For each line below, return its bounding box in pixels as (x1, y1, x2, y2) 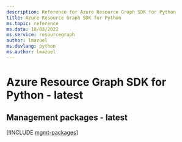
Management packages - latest (6, 113, 128, 123)
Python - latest (6, 88, 84, 102)
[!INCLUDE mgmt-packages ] (6, 129, 78, 136)
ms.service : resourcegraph (6, 32, 75, 38)
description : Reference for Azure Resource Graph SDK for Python (6, 9, 176, 15)
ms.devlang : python (6, 43, 56, 50)
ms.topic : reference (6, 20, 59, 26)
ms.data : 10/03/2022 (6, 26, 59, 32)
